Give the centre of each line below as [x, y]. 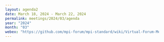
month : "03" [17, 28]
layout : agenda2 [21, 9]
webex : [12, 32]
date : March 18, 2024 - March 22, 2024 [46, 14]
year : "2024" [18, 23]
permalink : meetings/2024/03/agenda [42, 18]
